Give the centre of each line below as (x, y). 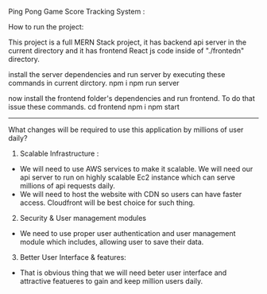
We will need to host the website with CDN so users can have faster (131, 194)
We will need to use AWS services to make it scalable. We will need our (136, 169)
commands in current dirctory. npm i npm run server (94, 83)
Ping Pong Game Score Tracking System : (77, 12)
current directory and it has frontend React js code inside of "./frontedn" (126, 50)
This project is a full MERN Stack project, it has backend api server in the (128, 42)
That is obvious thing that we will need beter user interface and (123, 273)
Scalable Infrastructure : (59, 153)
